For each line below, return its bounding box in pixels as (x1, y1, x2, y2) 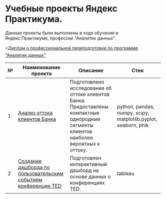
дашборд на (70, 167, 99, 174)
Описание (78, 67, 104, 74)
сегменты (70, 122, 94, 129)
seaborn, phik (117, 122, 149, 129)
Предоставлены (70, 103, 109, 110)
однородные (70, 115, 100, 122)
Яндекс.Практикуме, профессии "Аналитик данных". (5, 35, 116, 41)
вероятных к (70, 140, 100, 147)
